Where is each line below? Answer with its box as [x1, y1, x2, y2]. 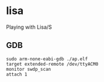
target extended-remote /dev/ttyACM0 [6, 61, 99, 67]
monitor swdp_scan [6, 66, 51, 72]
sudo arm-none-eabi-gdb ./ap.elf [6, 56, 88, 62]
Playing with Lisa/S [6, 23, 52, 30]
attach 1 [6, 71, 28, 77]
